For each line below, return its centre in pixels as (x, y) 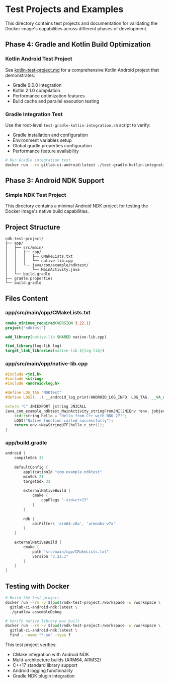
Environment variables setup (42, 140)
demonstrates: (20, 75)
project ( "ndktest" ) (26, 328)
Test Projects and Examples (64, 9)
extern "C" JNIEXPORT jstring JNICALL (46, 406)
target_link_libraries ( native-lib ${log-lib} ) (55, 351)
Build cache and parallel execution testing (56, 101)
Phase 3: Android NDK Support (55, 181)
